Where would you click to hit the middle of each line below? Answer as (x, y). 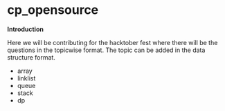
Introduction (25, 29)
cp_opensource (53, 10)
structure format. (31, 57)
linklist (26, 78)
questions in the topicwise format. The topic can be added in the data (106, 50)
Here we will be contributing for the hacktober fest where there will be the (112, 42)
